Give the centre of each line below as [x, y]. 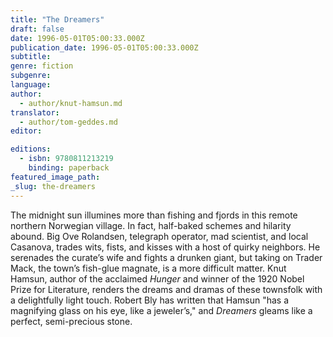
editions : [31, 149]
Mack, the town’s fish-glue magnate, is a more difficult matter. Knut [148, 268]
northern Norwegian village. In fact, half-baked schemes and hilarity [151, 225]
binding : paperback [69, 168]
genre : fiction [42, 66]
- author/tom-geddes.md [68, 122]
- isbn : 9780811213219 [66, 159]
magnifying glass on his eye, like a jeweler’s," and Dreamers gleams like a [161, 310]
